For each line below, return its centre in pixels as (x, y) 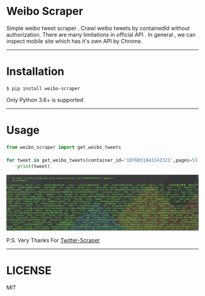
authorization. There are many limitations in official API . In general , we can (101, 34)
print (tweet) (34, 167)
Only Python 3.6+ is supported (45, 99)
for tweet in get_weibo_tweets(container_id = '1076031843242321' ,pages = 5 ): (103, 160)
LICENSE (29, 271)
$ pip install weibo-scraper (43, 88)
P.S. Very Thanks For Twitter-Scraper (53, 240)
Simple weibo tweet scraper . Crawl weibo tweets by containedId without (98, 28)
